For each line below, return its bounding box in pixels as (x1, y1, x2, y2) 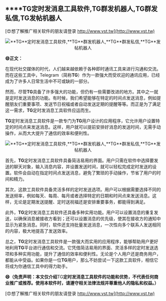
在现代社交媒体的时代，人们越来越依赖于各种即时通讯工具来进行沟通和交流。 (5, 66, 161, 72)
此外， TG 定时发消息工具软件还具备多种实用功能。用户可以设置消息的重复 (5, 209, 154, 215)
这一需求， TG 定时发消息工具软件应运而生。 (5, 107, 94, 113)
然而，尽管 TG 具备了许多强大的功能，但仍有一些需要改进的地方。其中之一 (5, 89, 154, 95)
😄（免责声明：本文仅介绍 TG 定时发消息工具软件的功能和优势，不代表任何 (5, 274, 154, 280)
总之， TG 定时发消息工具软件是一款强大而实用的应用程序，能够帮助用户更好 (5, 238, 159, 244)
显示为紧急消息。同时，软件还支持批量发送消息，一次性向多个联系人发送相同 (5, 222, 161, 228)
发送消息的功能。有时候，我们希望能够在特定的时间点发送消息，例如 (18, 95, 157, 100)
